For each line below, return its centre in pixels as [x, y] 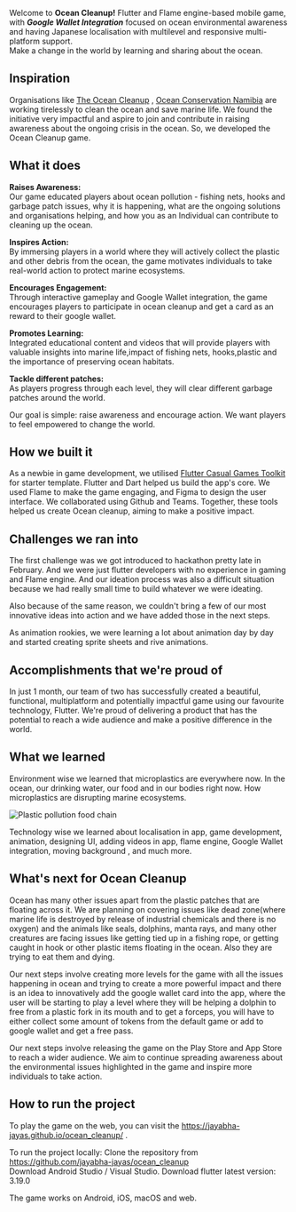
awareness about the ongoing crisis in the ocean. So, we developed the [140, 128]
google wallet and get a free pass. [71, 1031]
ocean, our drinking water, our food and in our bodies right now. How [135, 788]
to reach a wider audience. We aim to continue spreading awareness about [146, 1057]
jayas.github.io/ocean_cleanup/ [66, 1135]
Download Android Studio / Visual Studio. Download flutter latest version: [143, 1171]
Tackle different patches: [57, 379]
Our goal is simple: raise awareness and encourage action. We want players [148, 415]
